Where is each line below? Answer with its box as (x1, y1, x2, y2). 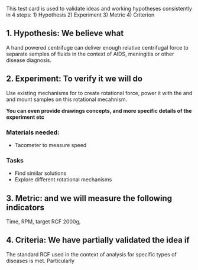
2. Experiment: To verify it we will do (6, 74, 143, 84)
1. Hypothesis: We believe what (6, 28, 124, 38)
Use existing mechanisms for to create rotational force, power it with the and (6, 89, 193, 96)
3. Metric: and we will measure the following (6, 193, 173, 203)
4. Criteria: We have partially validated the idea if (6, 235, 190, 245)
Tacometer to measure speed (14, 141, 87, 148)
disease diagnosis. (6, 56, 52, 64)
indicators (6, 202, 45, 212)
